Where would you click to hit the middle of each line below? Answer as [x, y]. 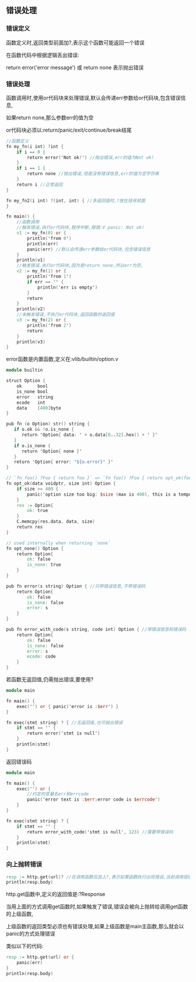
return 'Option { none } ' [52, 451]
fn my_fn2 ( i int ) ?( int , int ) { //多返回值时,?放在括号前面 [76, 201]
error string [35, 397]
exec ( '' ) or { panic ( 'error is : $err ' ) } [68, 706]
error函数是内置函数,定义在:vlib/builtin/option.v [62, 359]
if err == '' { [45, 282]
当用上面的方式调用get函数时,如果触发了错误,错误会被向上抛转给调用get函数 [97, 907]
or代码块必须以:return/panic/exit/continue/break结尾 [69, 130]
